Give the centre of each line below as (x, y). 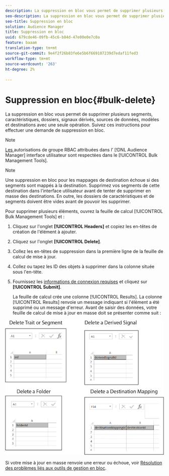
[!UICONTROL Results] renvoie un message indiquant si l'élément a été (86, 302)
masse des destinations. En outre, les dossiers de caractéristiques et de (80, 196)
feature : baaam (21, 43)
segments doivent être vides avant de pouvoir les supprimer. (68, 201)
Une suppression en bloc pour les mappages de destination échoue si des (82, 180)
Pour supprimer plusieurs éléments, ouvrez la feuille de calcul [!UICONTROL (84, 211)
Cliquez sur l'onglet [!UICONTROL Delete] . (57, 242)
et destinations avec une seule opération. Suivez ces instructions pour (78, 125)
